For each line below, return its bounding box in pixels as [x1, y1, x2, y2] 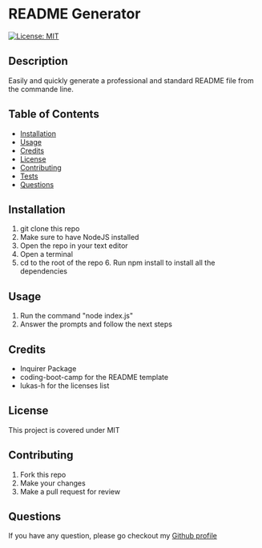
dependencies [19, 266, 68, 276]
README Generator [8, 5, 141, 23]
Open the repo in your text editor [19, 241, 128, 250]
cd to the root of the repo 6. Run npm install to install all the [19, 258, 216, 268]
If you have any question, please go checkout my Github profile [8, 531, 218, 541]
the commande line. [8, 84, 74, 94]
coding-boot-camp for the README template [19, 373, 169, 382]
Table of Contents [8, 107, 100, 121]
